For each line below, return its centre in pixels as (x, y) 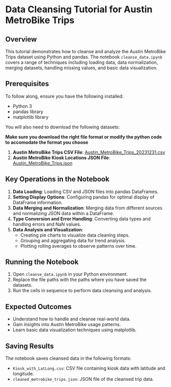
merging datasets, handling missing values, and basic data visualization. (81, 68)
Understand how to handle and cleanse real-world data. (72, 319)
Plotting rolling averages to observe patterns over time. (78, 246)
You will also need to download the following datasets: (63, 127)
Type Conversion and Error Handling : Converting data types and (82, 219)
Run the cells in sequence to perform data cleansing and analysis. (82, 291)
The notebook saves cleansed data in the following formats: (68, 358)
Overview (21, 39)
